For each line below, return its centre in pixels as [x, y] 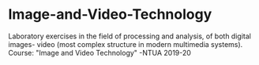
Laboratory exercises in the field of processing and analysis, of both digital [129, 36]
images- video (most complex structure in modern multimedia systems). [126, 44]
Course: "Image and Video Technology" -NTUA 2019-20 [100, 52]
